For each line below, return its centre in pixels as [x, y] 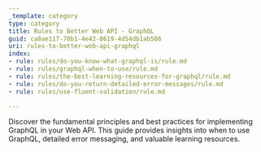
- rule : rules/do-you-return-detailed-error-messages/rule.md [116, 84]
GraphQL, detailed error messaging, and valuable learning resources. [124, 139]
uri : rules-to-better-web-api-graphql [74, 46]
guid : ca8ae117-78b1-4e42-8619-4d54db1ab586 [85, 39]
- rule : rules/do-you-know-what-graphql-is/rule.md [98, 62]
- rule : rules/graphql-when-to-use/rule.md [83, 69]
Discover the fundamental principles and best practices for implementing [131, 122]
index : [20, 54]
